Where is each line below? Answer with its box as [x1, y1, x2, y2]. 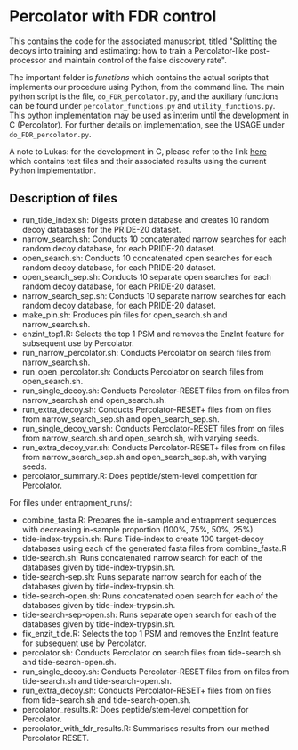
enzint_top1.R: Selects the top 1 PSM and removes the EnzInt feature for [21, 328, 285, 339]
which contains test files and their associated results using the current [9, 155, 267, 166]
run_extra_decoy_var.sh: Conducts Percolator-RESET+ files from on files [21, 441, 286, 452]
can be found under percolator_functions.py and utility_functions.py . [9, 100, 276, 111]
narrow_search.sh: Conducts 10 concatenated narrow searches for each [21, 234, 287, 244]
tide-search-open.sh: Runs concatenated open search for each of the [21, 590, 278, 601]
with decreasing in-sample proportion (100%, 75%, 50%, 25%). [21, 523, 256, 534]
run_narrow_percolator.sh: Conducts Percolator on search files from [21, 347, 271, 358]
